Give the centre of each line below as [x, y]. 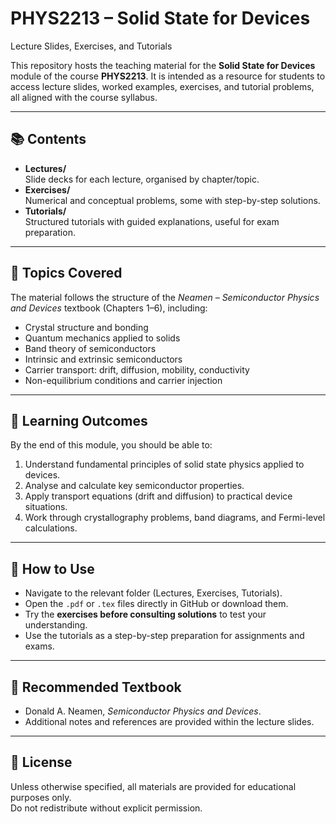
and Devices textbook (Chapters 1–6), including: [109, 308]
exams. [39, 646]
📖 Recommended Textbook [96, 687]
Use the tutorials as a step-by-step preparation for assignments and [164, 636]
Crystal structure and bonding [86, 327]
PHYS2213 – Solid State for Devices [160, 18]
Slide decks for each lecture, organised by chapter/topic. [142, 179]
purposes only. [41, 797]
